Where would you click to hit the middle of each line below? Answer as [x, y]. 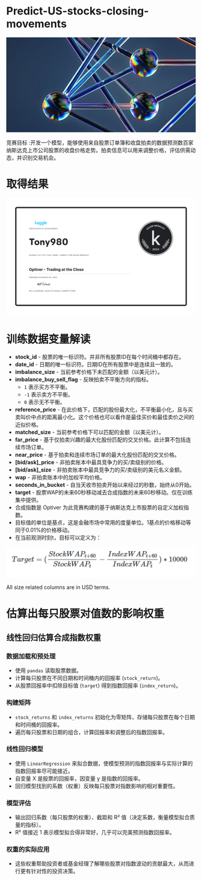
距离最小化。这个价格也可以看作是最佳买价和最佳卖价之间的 [120, 417]
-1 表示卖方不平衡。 [48, 395]
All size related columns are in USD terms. [58, 587]
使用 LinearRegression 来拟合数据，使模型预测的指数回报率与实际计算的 [104, 763]
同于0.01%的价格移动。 [44, 530]
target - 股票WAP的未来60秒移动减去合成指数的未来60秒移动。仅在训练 [104, 493]
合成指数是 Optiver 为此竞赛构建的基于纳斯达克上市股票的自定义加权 [99, 508]
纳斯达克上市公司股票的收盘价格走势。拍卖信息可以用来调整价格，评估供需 [98, 150]
